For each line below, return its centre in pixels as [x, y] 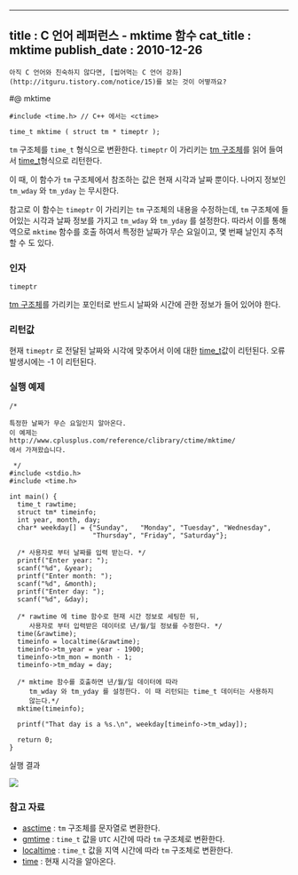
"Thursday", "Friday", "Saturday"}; [160, 535]
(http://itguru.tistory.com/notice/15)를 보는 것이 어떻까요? [118, 82]
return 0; [35, 740]
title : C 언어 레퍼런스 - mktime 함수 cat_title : [130, 36]
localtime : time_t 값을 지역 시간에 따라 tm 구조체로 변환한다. [127, 850]
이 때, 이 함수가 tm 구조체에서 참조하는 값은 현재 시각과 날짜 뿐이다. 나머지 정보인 [148, 179]
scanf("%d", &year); [55, 568]
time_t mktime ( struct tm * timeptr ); [85, 131]
